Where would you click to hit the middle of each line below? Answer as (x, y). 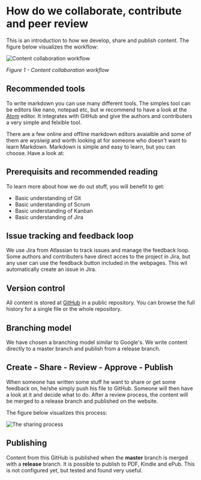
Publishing (27, 443)
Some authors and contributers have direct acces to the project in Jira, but (98, 256)
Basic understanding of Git (48, 198)
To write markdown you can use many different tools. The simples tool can (98, 103)
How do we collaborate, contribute (94, 11)
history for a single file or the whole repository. (64, 309)
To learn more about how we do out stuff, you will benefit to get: (85, 186)
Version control (36, 288)
